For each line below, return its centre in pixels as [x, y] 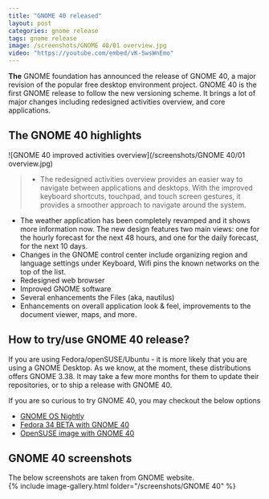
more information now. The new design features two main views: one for [140, 229]
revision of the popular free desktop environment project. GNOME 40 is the [132, 85]
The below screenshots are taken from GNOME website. [102, 478]
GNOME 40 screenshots [70, 458]
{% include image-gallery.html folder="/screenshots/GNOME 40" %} [122, 486]
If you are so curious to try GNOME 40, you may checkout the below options [134, 400]
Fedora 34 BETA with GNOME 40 [75, 424]
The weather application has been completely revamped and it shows [135, 220]
